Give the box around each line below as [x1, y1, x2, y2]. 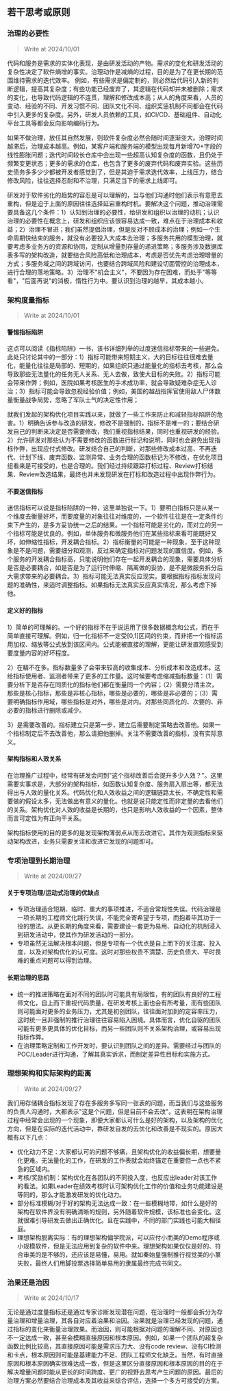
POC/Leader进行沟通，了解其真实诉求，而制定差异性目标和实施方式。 [16, 1050, 214, 1058]
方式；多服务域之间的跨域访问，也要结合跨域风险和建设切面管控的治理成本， [7, 259, 223, 267]
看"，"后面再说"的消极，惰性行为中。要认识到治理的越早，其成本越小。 [7, 276, 207, 284]
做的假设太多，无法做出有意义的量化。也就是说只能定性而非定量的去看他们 [12, 797, 223, 805]
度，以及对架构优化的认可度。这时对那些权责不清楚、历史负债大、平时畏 [16, 948, 221, 956]
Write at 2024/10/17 [23, 1294, 79, 1302]
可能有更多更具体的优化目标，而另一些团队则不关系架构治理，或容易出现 [16, 1024, 221, 1033]
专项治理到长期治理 [7, 856, 71, 865]
